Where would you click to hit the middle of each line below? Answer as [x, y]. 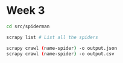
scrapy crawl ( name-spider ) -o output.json [62, 48]
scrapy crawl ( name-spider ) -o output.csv [60, 54]
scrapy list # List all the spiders [52, 37]
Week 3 [26, 10]
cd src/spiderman [28, 26]
